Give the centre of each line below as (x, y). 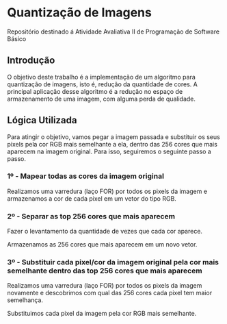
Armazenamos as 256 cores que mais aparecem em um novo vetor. (102, 245)
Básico (17, 38)
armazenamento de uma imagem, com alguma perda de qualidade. (102, 99)
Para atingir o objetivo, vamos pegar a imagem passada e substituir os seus (113, 137)
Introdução (31, 61)
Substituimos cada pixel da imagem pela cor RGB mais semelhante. (102, 314)
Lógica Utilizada (42, 120)
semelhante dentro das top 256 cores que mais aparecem (105, 271)
